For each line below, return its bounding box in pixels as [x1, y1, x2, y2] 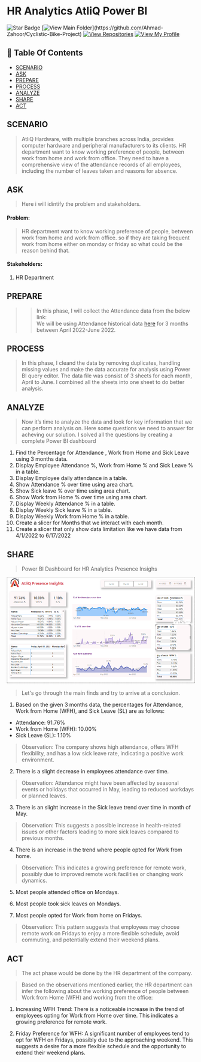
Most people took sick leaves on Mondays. [15, 900, 121, 907]
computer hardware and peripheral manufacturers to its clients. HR [21, 142, 187, 149]
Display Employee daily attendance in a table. [15, 475, 128, 482]
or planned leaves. [21, 792, 68, 799]
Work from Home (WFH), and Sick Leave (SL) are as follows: [15, 707, 165, 715]
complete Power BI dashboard [21, 437, 96, 445]
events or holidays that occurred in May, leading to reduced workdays [21, 786, 194, 793]
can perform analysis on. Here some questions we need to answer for [21, 425, 194, 432]
